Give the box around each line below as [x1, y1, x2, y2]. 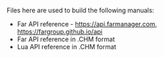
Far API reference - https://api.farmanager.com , [16, 20, 158, 28]
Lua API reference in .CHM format [16, 43, 117, 51]
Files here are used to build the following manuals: [6, 6, 155, 14]
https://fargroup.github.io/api [16, 28, 103, 36]
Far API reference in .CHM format [16, 35, 116, 43]
